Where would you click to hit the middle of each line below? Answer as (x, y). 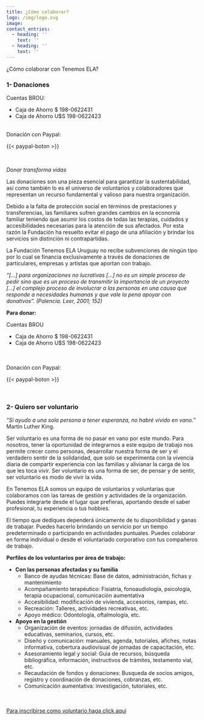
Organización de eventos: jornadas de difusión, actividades (98, 628)
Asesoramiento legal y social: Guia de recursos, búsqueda (97, 654)
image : (15, 23)
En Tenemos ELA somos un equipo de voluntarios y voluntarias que (90, 489)
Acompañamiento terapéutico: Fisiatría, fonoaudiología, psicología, (108, 589)
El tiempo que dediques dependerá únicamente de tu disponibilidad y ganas (101, 520)
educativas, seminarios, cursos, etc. (69, 634)
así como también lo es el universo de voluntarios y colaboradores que (95, 188)
